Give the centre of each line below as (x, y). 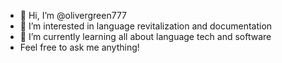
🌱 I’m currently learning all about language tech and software (145, 36)
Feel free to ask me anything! (79, 47)
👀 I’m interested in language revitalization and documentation (146, 26)
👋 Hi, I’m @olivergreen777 (73, 15)
